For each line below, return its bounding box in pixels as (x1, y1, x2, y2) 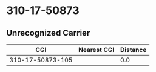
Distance (120, 46, 147, 54)
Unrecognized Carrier (6, 28, 90, 38)
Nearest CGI (78, 46, 115, 54)
